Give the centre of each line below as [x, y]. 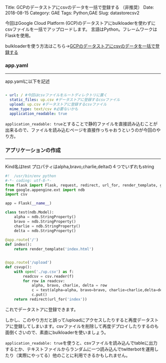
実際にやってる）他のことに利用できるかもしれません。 [74, 355]
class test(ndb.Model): [30, 212]
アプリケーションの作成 [33, 150]
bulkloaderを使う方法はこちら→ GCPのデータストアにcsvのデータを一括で [80, 46]
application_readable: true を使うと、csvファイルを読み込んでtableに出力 [81, 343]
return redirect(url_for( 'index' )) [51, 300]
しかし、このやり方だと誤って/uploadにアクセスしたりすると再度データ [78, 320]
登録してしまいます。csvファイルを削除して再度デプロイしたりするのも [86, 326]
